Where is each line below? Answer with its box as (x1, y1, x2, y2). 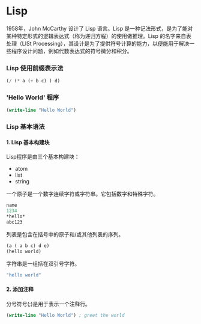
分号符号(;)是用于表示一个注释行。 (6, 300, 91, 307)
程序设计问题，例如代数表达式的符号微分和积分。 (11, 47, 133, 55)
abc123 (6, 219, 23, 225)
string (14, 178, 30, 185)
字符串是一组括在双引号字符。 (6, 260, 80, 267)
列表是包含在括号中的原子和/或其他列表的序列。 (6, 230, 124, 238)
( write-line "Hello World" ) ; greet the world (6, 312, 125, 318)
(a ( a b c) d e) (6, 242, 50, 249)
